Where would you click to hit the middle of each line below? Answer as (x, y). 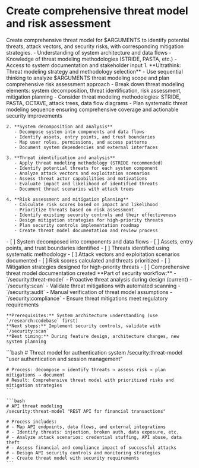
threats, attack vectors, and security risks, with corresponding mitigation (95, 46)
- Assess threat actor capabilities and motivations (80, 178)
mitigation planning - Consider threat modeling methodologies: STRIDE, (94, 97)
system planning (26, 341)
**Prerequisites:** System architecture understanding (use (82, 315)
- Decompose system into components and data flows (79, 132)
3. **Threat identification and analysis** (61, 158)
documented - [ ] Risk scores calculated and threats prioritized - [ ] (88, 260)
